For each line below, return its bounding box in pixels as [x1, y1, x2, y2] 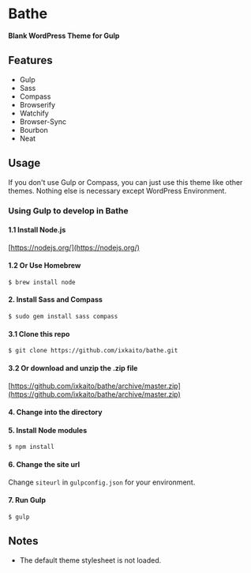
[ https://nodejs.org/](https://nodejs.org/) [8, 243, 140, 252]
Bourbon [19, 125, 49, 134]
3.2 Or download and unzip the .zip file [8, 363, 138, 372]
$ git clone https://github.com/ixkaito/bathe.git [8, 347, 178, 355]
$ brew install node [8, 278, 77, 286]
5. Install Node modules [8, 425, 88, 435]
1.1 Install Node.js [8, 225, 66, 235]
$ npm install [8, 443, 55, 451]
